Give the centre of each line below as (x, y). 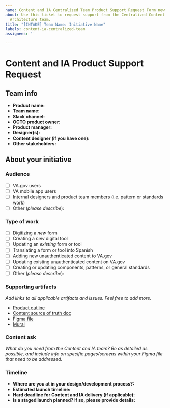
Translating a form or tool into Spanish (53, 250)
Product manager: (32, 127)
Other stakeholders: (34, 143)
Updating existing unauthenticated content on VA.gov (69, 262)
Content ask (21, 337)
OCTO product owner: (36, 122)
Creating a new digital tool (40, 239)
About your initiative (38, 160)
